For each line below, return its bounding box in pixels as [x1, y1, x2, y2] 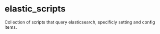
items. [4, 24, 17, 30]
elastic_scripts [4, 3, 66, 14]
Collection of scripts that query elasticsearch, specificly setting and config [4, 19, 156, 25]
